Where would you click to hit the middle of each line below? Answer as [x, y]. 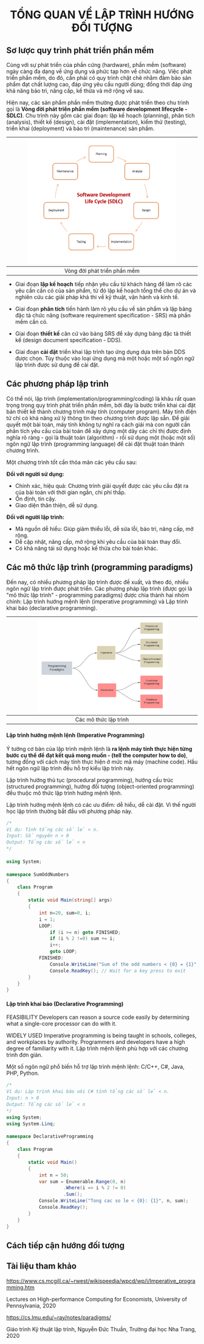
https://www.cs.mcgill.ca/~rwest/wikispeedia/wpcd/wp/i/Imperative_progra [101, 1281]
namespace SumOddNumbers [38, 874]
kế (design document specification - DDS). [69, 340]
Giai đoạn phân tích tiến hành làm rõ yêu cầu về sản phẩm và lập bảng [104, 309]
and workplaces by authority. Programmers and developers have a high [96, 1042]
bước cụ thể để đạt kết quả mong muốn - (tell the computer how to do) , [97, 755]
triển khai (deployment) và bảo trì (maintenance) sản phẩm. [80, 128]
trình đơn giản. [25, 1055]
